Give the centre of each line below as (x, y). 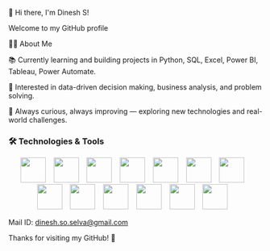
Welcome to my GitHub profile (58, 28)
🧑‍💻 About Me (30, 44)
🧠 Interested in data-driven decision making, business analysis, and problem (135, 87)
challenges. (48, 120)
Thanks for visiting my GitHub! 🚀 (62, 238)
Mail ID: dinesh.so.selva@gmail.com (69, 223)
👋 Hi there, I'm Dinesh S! (49, 13)
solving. (21, 96)
